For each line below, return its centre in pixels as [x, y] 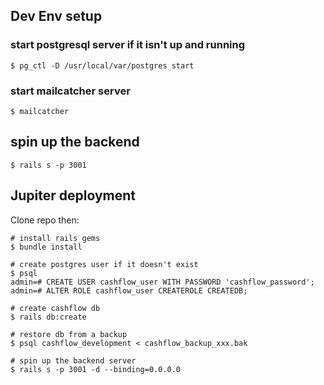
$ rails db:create [48, 317]
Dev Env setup [56, 16]
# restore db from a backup [69, 334]
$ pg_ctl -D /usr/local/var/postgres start [102, 65]
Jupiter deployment [73, 195]
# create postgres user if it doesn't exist [104, 264]
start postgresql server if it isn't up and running [128, 45]
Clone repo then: [45, 220]
